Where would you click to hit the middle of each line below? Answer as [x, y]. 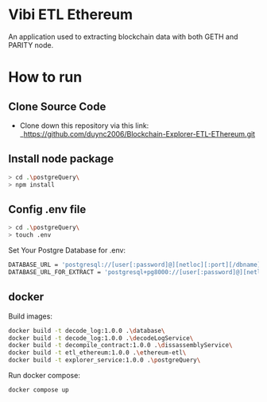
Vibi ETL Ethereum [71, 15]
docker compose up [39, 390]
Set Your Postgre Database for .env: [67, 250]
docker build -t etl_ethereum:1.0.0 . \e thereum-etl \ [97, 353]
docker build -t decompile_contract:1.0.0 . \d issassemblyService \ [120, 346]
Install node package [61, 159]
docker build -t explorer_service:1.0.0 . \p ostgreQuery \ [104, 360]
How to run [45, 77]
